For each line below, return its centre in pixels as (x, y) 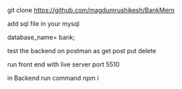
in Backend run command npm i (53, 78)
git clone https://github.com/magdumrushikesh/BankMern (91, 10)
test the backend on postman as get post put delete (82, 51)
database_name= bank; (41, 37)
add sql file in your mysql (43, 23)
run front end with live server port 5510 (64, 64)
